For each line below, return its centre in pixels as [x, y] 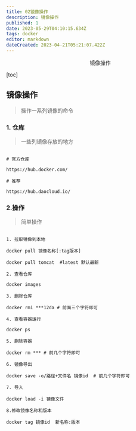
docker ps [18, 330]
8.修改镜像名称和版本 [29, 411]
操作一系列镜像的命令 [47, 110]
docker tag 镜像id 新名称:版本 [43, 422]
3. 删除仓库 [19, 296]
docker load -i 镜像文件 [35, 399]
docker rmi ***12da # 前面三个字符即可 [52, 308]
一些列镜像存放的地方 [47, 141]
